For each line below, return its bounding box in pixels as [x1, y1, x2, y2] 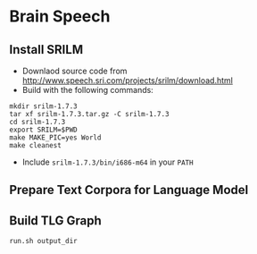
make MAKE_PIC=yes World [9, 133, 102, 142]
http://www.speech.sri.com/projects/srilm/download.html [21, 75, 234, 86]
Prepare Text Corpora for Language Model [9, 182, 249, 198]
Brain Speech [9, 6, 111, 27]
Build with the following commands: [21, 85, 153, 95]
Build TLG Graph [9, 213, 103, 228]
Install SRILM [9, 42, 83, 57]
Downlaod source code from [21, 65, 128, 76]
